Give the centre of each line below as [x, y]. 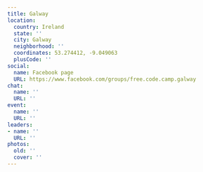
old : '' [25, 151]
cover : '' [28, 158]
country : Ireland [39, 27]
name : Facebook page [44, 72]
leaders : [20, 125]
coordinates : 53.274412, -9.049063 [66, 53]
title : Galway [28, 14]
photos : [19, 145]
